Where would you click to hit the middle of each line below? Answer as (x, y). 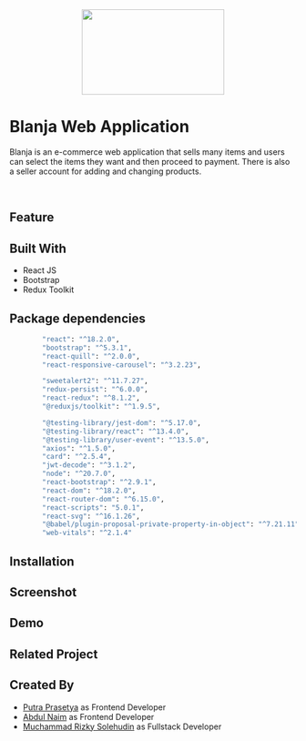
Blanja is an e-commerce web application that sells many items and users (147, 152)
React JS (40, 270)
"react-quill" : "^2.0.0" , (92, 356)
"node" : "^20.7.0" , (79, 474)
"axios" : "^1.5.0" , (79, 448)
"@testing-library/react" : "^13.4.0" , (116, 431)
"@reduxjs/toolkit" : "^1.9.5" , (102, 407)
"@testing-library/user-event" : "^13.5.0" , (126, 440)
